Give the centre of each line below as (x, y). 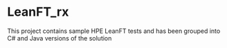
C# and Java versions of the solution (60, 38)
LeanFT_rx (38, 12)
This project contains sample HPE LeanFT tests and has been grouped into (114, 31)
